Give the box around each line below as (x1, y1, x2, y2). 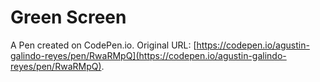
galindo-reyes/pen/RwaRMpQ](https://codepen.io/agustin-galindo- (10, 49, 287, 61)
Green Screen (10, 6, 127, 29)
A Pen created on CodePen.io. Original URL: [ (10, 39, 197, 51)
